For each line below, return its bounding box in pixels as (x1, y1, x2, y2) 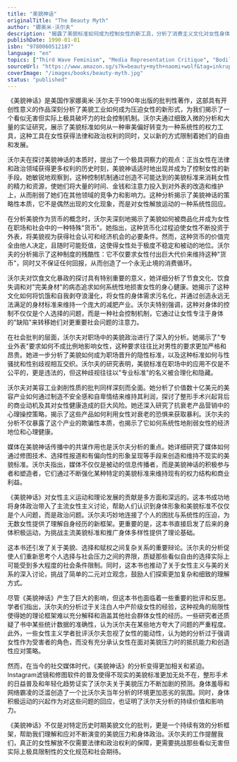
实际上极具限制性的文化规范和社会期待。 (7, 747, 125, 756)
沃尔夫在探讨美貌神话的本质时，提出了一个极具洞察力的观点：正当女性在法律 (7, 156, 230, 164)
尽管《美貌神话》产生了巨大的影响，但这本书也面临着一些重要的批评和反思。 (7, 594, 230, 602)
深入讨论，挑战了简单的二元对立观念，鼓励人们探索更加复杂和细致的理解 (19, 570, 230, 578)
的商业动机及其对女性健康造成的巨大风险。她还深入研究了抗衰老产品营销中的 (7, 401, 230, 410)
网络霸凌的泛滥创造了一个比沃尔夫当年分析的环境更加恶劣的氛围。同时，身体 (7, 688, 230, 697)
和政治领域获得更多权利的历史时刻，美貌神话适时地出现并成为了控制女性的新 (7, 164, 230, 173)
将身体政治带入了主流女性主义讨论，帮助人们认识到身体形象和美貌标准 (7, 502, 212, 510)
